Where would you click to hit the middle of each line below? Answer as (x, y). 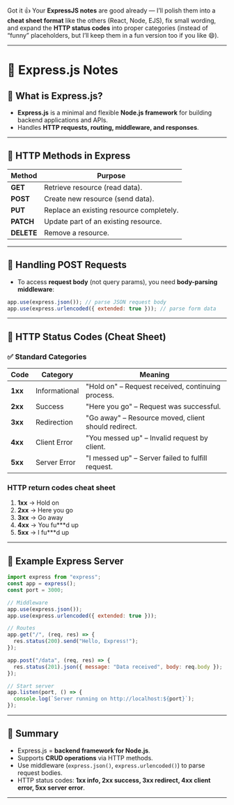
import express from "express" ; (54, 577)
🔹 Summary (33, 733)
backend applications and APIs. (62, 120)
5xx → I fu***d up (43, 533)
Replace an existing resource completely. (111, 210)
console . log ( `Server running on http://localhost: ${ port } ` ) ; (104, 699)
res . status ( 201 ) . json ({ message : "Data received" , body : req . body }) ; (118, 667)
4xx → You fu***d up (48, 525)
